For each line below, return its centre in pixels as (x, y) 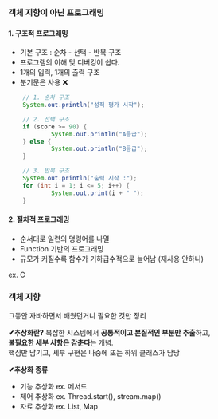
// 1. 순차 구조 (46, 97)
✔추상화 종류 (28, 370)
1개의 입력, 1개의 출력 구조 (60, 73)
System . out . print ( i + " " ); (97, 193)
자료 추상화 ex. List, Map (58, 406)
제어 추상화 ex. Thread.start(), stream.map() (90, 396)
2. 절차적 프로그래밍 (39, 219)
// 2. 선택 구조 (46, 119)
